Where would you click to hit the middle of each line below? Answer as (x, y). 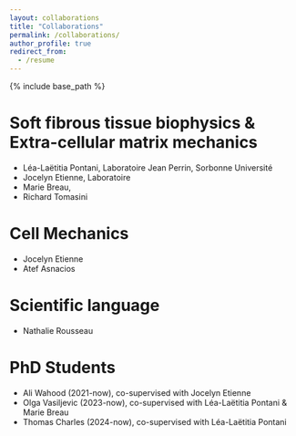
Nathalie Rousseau (58, 330)
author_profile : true (51, 43)
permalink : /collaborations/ (65, 35)
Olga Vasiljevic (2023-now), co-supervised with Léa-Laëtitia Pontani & (155, 402)
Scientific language (85, 306)
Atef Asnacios (49, 268)
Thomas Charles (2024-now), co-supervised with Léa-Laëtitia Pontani (154, 421)
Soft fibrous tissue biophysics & (133, 123)
